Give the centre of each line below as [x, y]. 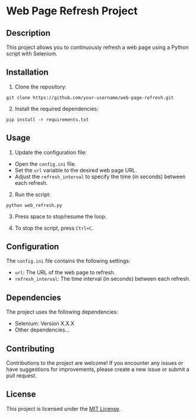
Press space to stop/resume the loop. [61, 216]
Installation [27, 72]
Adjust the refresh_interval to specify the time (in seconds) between [100, 177]
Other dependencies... [42, 330]
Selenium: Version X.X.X [45, 324]
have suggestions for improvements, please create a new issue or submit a [98, 369]
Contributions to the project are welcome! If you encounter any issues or [95, 363]
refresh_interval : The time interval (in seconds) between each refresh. [102, 279]
